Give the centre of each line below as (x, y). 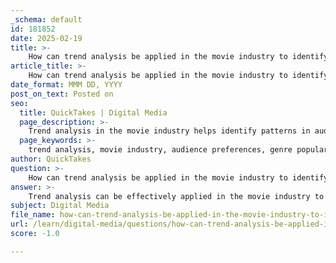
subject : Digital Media (60, 206)
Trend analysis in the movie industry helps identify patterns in (169, 131)
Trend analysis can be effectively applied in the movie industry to (176, 196)
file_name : (33, 215)
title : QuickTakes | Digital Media (93, 112)
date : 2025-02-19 (46, 38)
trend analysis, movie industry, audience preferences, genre (160, 150)
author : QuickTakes (51, 159)
